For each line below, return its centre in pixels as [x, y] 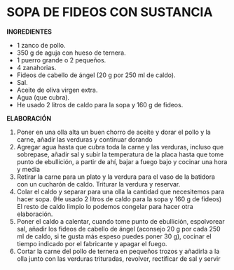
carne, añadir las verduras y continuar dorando [84, 139]
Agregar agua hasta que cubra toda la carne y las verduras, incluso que [120, 147]
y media [28, 169]
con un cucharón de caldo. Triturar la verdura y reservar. [98, 184]
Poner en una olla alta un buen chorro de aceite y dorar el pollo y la [113, 132]
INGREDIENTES [29, 32]
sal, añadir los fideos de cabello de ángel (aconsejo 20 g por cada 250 [119, 229]
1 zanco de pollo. [41, 45]
